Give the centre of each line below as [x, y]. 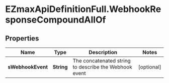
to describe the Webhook [102, 67]
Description [103, 52]
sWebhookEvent [28, 67]
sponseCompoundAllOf [56, 20]
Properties [22, 38]
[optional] [150, 67]
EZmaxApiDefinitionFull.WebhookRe [83, 9]
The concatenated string [102, 61]
